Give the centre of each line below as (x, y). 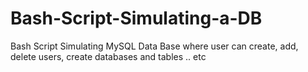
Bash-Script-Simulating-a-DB (136, 18)
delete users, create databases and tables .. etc (108, 56)
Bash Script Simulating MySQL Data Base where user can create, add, (154, 46)
